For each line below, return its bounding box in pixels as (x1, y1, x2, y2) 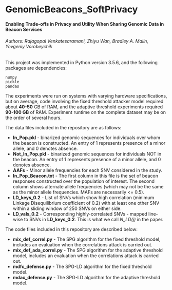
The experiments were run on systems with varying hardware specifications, (5, 92, 167, 99)
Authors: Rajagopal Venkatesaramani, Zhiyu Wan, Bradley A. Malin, (5, 38, 149, 44)
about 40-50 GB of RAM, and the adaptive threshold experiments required (5, 104, 163, 110)
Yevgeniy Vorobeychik (5, 44, 53, 50)
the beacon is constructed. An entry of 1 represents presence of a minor (12, 140, 166, 146)
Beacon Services (5, 26, 43, 32)
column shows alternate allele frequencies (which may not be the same (12, 183, 164, 189)
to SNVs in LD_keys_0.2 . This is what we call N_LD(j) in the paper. (24, 216, 164, 222)
